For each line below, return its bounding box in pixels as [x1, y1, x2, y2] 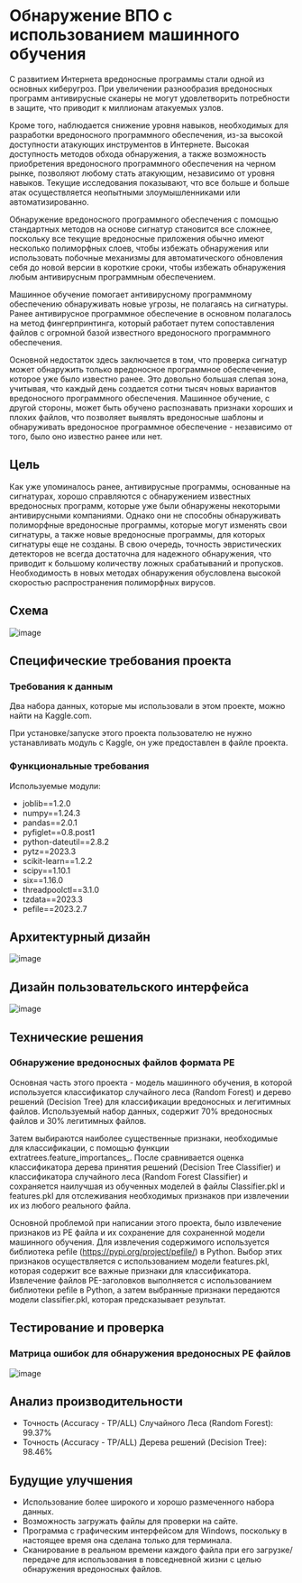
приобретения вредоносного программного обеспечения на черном [9, 158, 277, 169]
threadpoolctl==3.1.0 [22, 884, 100, 895]
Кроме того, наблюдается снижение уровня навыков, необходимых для [9, 119, 288, 131]
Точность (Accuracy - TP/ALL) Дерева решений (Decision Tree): [22, 1437, 268, 1448]
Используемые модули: [9, 780, 101, 791]
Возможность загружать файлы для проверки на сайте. [22, 1516, 239, 1527]
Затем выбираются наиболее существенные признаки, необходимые [9, 1133, 279, 1144]
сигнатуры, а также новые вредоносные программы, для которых [9, 529, 266, 539]
